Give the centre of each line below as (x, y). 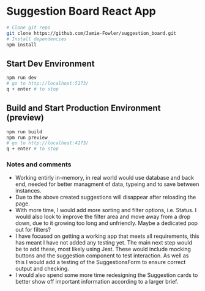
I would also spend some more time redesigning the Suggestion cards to (106, 275)
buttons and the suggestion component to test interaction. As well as (102, 256)
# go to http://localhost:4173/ (47, 143)
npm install (21, 45)
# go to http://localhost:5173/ (47, 84)
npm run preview (27, 138)
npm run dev (21, 78)
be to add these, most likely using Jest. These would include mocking (103, 249)
